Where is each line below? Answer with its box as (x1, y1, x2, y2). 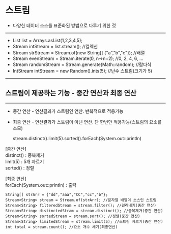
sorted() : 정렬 (5, 164, 35, 171)
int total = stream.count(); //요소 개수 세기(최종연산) (5, 224, 118, 229)
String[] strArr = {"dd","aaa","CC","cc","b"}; (5, 192, 108, 197)
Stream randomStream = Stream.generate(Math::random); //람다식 (12, 61, 152, 68)
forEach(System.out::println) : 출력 (5, 182, 77, 188)
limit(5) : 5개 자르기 (5, 158, 44, 164)
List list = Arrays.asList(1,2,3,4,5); (12, 37, 83, 43)
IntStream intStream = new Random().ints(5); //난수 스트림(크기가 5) (12, 68, 153, 74)
